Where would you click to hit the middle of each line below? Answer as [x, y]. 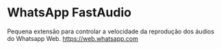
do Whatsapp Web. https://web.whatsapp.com [73, 38]
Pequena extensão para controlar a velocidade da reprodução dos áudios [110, 31]
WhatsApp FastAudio [69, 13]
